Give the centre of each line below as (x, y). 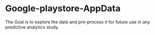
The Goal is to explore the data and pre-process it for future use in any (78, 22)
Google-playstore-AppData (63, 9)
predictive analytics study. (32, 27)
